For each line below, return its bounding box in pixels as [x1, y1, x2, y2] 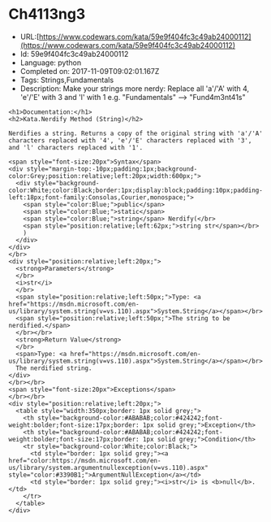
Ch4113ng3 [8, 5, 86, 24]
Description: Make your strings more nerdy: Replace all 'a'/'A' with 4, [19, 83, 250, 94]
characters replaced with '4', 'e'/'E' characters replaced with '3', [8, 136, 252, 145]
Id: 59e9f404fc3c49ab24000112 [19, 49, 129, 59]
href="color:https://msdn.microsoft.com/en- [8, 456, 161, 464]
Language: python [19, 58, 82, 67]
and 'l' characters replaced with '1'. [8, 143, 144, 151]
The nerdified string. [15, 363, 92, 372]
